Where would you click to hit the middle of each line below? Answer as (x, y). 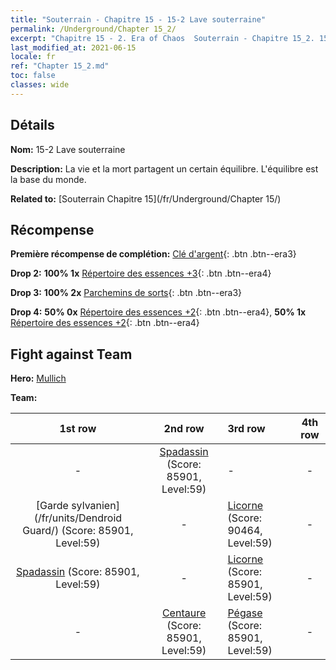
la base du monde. (48, 179)
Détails (32, 125)
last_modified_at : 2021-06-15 (73, 47)
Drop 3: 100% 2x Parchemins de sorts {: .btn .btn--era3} (126, 293)
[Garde (52, 506)
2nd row (184, 429)
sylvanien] (95, 506)
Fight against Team (71, 354)
